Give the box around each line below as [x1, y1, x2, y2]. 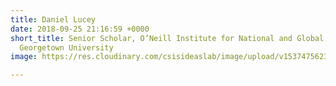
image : [10, 52, 38, 62]
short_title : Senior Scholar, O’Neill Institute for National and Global [10, 33, 325, 43]
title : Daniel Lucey [10, 14, 97, 25]
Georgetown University [19, 42, 114, 53]
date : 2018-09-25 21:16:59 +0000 [10, 24, 150, 34]
